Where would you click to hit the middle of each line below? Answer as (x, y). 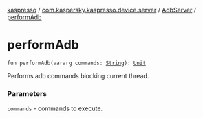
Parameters (27, 93)
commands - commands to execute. (55, 108)
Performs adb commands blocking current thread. (78, 75)
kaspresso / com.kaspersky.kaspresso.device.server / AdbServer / (102, 10)
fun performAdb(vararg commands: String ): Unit (77, 63)
